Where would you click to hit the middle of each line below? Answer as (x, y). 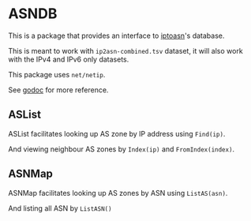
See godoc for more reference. (58, 90)
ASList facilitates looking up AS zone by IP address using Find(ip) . (117, 133)
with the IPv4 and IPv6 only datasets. (69, 59)
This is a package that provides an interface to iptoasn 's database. (116, 36)
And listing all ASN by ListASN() (60, 208)
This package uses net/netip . (57, 74)
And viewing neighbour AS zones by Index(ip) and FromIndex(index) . (122, 149)
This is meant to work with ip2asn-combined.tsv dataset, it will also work (126, 51)
